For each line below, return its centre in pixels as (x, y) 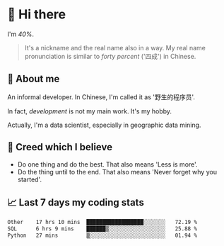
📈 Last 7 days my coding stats (76, 202)
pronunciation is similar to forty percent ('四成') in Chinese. (110, 56)
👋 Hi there (36, 15)
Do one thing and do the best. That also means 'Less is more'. (107, 164)
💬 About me (34, 79)
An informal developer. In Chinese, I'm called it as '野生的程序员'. (101, 97)
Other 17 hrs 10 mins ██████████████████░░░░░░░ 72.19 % (102, 223)
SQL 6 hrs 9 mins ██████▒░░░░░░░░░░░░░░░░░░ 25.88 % (102, 229)
